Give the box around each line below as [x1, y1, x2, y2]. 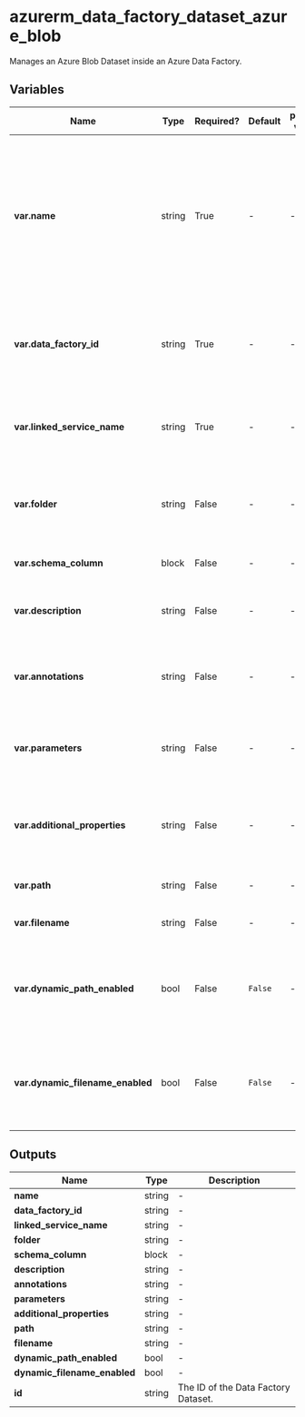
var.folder [14, 497, 57, 510]
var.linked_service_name [14, 420, 125, 433]
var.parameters [14, 742, 83, 754]
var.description [14, 604, 82, 616]
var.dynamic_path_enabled [14, 982, 134, 995]
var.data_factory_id [14, 338, 100, 350]
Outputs [9, 1146, 57, 1163]
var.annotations [14, 670, 84, 683]
